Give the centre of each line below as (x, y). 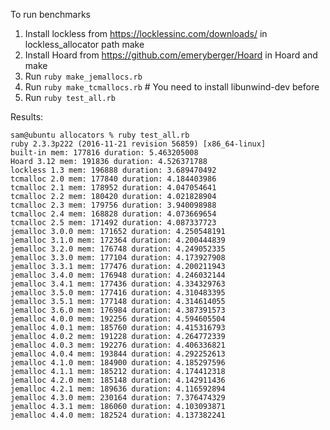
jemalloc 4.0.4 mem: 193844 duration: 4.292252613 (118, 354)
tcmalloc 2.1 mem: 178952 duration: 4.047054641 (113, 188)
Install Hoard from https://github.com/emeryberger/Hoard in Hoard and (171, 55)
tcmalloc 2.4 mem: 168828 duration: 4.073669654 (113, 214)
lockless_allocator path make (84, 44)
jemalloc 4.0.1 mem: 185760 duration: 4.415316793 (118, 328)
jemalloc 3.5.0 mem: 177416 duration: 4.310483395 (118, 293)
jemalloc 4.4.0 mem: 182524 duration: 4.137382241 (118, 415)
